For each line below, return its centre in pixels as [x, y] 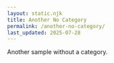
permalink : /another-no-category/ [56, 26]
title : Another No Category [47, 20]
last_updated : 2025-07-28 [44, 33]
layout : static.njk [35, 13]
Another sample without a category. [57, 52]
